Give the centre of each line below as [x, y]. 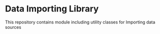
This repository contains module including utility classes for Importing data [80, 22]
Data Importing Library [52, 9]
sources [13, 27]
